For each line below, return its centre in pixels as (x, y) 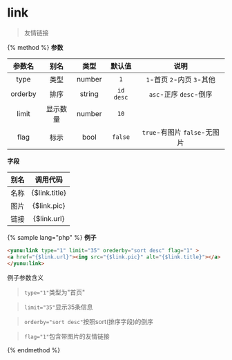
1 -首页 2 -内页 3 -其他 (181, 79)
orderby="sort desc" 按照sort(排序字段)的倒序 (88, 321)
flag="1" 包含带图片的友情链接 (67, 336)
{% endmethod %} (34, 350)
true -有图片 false (172, 132)
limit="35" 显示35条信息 (58, 307)
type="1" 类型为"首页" (55, 292)
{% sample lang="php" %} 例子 (52, 237)
